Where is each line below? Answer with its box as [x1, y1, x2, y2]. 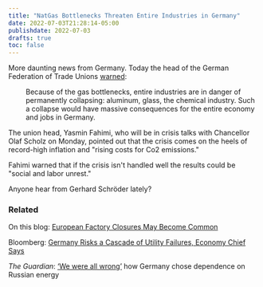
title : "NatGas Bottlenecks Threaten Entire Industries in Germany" [8, 11, 241, 20]
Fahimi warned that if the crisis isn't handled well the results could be [8, 160, 236, 170]
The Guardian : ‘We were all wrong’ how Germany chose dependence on [8, 261, 245, 271]
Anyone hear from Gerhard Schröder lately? [8, 184, 152, 194]
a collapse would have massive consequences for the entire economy [26, 104, 255, 114]
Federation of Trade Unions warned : [8, 72, 128, 81]
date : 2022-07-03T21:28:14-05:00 [8, 19, 120, 27]
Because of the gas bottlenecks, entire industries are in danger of [26, 87, 241, 96]
